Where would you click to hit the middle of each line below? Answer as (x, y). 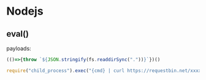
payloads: (19, 48)
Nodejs (25, 11)
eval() (18, 34)
